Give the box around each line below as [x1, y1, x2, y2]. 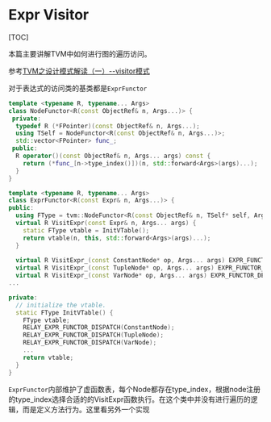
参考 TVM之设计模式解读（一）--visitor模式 [8, 66, 151, 76]
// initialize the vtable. [15, 301, 106, 309]
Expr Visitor [8, 6, 90, 24]
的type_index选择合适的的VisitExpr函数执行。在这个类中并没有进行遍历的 [8, 394, 252, 404]
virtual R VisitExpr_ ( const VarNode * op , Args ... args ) [15, 272, 207, 280]
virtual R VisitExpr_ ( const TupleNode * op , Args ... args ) [15, 264, 215, 272]
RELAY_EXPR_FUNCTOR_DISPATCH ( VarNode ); [23, 339, 157, 347]
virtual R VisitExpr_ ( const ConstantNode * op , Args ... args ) [15, 257, 226, 265]
